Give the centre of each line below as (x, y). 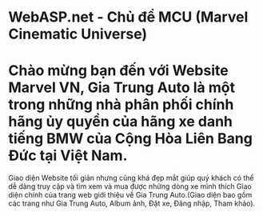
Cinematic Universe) (78, 34)
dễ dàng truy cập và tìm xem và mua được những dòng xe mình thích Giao (130, 186)
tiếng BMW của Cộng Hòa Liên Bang (131, 139)
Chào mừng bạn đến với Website (119, 71)
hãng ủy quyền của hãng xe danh (121, 122)
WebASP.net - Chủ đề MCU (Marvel (128, 17)
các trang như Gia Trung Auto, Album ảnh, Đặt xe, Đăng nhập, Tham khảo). (132, 203)
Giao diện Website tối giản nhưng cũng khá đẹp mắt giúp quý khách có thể (131, 178)
